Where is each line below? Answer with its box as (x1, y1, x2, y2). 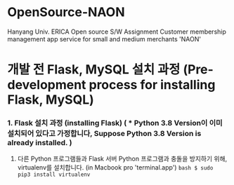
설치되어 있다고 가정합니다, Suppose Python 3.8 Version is (7, 129, 202, 139)
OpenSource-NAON (7, 4, 125, 20)
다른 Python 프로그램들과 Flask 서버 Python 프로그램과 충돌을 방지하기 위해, (17, 155, 228, 163)
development (7, 77, 86, 93)
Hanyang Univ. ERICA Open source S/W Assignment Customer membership (7, 27, 227, 36)
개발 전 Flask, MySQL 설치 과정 (7, 62, 181, 78)
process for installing (89, 77, 216, 93)
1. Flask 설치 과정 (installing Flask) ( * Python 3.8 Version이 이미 (7, 118, 223, 128)
